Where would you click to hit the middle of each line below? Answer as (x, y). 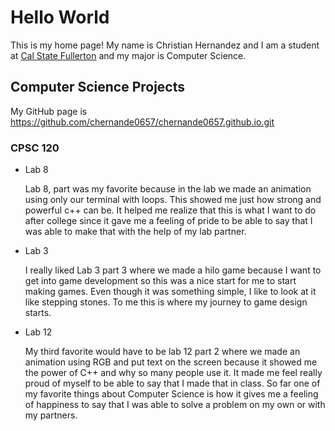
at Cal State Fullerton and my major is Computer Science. (128, 55)
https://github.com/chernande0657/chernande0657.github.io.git (142, 122)
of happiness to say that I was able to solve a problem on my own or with (175, 405)
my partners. (51, 415)
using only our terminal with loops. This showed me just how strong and (173, 200)
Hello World (60, 17)
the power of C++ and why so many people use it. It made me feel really (173, 373)
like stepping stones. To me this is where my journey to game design (166, 302)
